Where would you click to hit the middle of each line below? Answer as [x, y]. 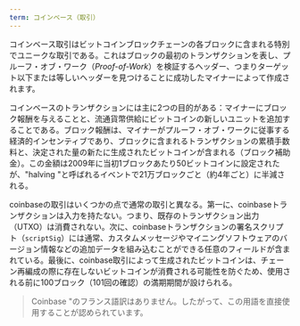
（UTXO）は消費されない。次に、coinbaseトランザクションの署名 [131, 226]
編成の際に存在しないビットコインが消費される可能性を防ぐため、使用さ [158, 271]
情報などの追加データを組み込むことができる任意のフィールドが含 [161, 249]
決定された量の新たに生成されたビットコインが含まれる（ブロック [154, 151]
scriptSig [43, 238]
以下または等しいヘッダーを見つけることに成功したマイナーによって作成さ [153, 77]
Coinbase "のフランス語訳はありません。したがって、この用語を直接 [157, 301]
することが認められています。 [93, 312]
